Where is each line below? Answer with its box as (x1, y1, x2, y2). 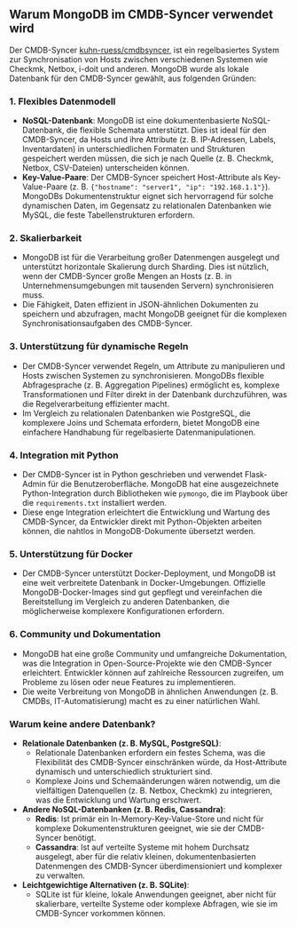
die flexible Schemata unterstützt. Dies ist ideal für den (66, 124, 267, 136)
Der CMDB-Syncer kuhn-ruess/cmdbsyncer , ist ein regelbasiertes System (9, 44, 279, 55)
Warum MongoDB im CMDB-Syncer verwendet (9, 7, 273, 22)
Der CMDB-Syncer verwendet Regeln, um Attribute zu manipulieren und (21, 360, 285, 372)
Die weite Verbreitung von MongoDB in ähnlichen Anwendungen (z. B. (21, 686, 278, 697)
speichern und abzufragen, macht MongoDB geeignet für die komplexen (21, 308, 287, 319)
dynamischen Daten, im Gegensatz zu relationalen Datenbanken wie (21, 200, 272, 212)
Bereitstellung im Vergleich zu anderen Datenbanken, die (21, 596, 231, 607)
